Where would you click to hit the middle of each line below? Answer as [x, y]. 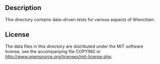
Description [23, 8]
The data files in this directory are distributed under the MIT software [74, 46]
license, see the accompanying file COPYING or [53, 51]
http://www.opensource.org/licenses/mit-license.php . [59, 56]
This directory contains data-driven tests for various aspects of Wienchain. [80, 19]
